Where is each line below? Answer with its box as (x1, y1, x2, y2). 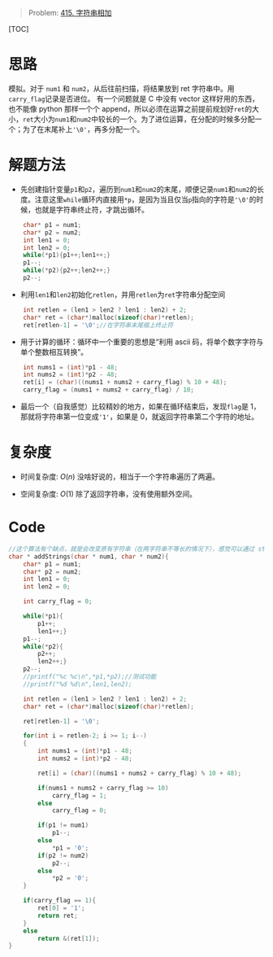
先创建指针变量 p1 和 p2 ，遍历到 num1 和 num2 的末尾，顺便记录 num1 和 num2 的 (19, 184, 258, 194)
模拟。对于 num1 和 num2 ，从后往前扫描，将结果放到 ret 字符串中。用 (8, 83, 235, 93)
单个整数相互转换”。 (19, 347, 88, 356)
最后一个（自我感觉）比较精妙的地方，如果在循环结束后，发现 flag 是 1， (19, 402, 262, 411)
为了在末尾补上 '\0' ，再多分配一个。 (22, 124, 145, 133)
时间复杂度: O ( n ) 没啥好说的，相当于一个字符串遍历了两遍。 (19, 471, 219, 481)
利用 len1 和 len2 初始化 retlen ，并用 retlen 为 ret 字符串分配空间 (19, 289, 226, 299)
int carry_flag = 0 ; (23, 597, 93, 605)
